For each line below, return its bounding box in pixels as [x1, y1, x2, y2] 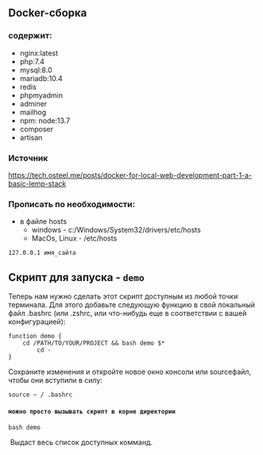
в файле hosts [19, 217, 68, 226]
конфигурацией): [8, 317, 66, 326]
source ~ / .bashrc [8, 391, 73, 399]
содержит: [8, 30, 53, 41]
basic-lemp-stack [8, 179, 67, 188]
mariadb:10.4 [19, 73, 64, 83]
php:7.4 [19, 56, 45, 66]
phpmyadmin [19, 91, 64, 100]
